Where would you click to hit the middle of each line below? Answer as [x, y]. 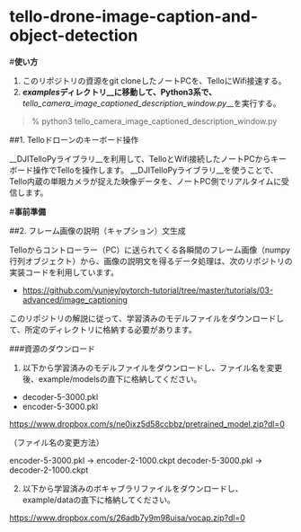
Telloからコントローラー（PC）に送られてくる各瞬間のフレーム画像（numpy [150, 250]
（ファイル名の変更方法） [57, 442]
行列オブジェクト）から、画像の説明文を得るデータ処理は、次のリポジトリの [151, 261]
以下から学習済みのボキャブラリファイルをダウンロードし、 [133, 488]
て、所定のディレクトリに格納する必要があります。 [103, 329]
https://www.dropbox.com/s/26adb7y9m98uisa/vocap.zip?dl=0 [127, 518]
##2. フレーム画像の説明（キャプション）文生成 [97, 230]
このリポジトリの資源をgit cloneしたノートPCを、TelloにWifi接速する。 [154, 80]
